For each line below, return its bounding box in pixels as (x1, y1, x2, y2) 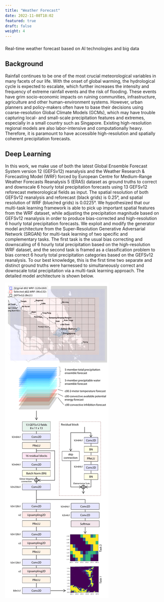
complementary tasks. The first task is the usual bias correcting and (5, 236, 143, 242)
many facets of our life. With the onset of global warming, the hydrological (5, 78, 156, 84)
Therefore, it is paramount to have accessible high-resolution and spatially (5, 130, 156, 136)
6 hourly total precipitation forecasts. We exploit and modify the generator (5, 221, 155, 226)
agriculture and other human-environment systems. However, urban (5, 99, 143, 105)
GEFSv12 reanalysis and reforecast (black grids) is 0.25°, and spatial (5, 194, 143, 200)
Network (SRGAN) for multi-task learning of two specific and (5, 231, 128, 237)
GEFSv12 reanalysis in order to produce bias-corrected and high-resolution (5, 215, 157, 221)
